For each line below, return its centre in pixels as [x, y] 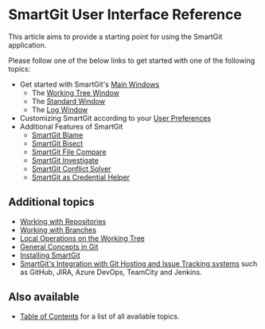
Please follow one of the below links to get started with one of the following [132, 60]
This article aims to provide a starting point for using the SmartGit [115, 37]
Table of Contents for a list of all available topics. [99, 316]
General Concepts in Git [59, 246]
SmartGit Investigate [65, 160]
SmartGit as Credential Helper [80, 177]
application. [27, 45]
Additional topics [51, 202]
